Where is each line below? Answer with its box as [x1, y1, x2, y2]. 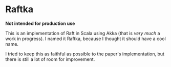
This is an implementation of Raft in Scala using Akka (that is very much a [5, 30, 160, 36]
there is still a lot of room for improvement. [5, 56, 95, 62]
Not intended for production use [5, 20, 75, 26]
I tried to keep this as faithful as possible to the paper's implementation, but [5, 51, 165, 57]
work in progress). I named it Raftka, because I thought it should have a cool [5, 36, 166, 42]
